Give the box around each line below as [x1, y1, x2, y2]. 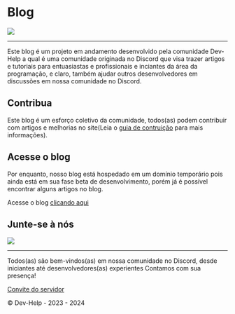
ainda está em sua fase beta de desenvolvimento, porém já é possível [7, 177, 208, 186]
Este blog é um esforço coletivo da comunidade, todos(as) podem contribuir [7, 116, 227, 124]
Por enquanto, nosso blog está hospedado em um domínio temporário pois [7, 170, 223, 178]
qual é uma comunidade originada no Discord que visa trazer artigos [27, 54, 225, 63]
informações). [7, 130, 48, 139]
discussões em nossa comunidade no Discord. [7, 76, 142, 85]
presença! [7, 271, 36, 280]
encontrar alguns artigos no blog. [7, 184, 104, 193]
